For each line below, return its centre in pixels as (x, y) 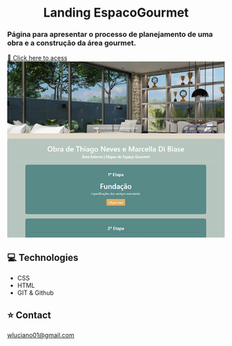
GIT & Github (35, 293)
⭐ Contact (29, 315)
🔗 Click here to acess (37, 58)
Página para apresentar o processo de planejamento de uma (110, 35)
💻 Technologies (43, 258)
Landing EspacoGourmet (116, 13)
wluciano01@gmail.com (41, 335)
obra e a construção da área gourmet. (72, 43)
